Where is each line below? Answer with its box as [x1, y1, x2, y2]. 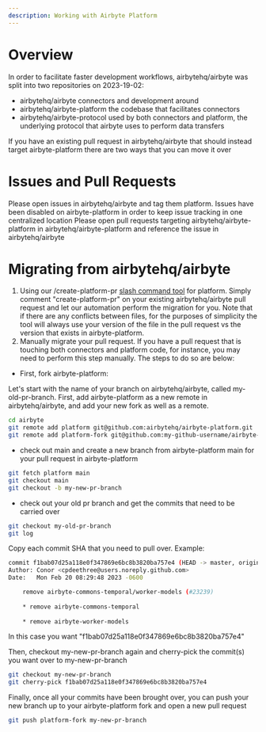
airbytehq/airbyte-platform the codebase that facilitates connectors [19, 104, 240, 113]
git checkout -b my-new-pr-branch [8, 484, 123, 492]
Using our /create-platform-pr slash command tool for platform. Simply [19, 286, 252, 295]
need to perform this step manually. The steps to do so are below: [19, 353, 235, 363]
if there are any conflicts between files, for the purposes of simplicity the [19, 311, 257, 321]
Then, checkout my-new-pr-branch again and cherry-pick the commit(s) [8, 647, 245, 657]
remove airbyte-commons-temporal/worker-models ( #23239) [22, 588, 215, 597]
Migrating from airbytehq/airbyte [8, 260, 231, 278]
